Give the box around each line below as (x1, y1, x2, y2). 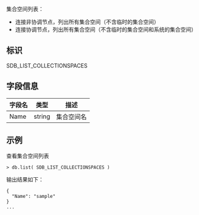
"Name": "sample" (12, 194, 56, 200)
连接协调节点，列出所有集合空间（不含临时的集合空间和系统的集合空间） (15, 26, 197, 33)
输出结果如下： (6, 176, 44, 183)
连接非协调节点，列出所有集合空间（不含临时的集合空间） (15, 18, 159, 26)
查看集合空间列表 (6, 152, 49, 160)
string (33, 112, 51, 121)
